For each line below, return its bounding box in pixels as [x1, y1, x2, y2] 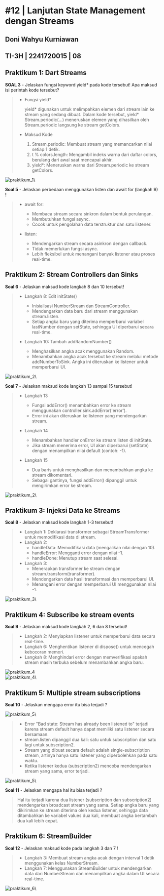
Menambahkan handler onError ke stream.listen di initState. [32, 437, 153, 443]
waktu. [24, 758, 38, 764]
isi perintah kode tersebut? [5, 87, 60, 93]
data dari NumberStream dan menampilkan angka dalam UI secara [24, 870, 160, 876]
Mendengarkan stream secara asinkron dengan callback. [32, 240, 148, 246]
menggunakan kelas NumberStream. [24, 860, 99, 866]
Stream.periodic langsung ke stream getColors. [24, 122, 121, 128]
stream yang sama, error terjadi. [24, 768, 90, 774]
